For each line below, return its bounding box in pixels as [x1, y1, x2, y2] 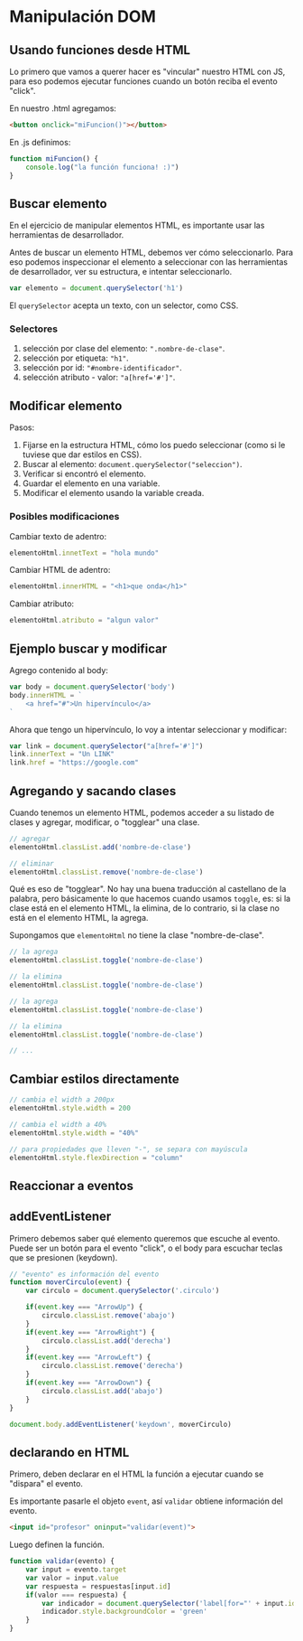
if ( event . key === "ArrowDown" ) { [25, 1378, 151, 1388]
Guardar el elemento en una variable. [22, 478, 161, 489]
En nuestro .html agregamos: [9, 103, 117, 114]
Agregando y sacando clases [9, 783, 177, 799]
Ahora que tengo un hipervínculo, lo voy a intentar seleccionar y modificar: [9, 724, 287, 735]
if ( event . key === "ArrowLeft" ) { [25, 1353, 151, 1362]
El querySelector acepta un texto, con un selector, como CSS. [9, 300, 239, 311]
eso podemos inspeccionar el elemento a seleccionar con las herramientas [9, 257, 289, 267]
